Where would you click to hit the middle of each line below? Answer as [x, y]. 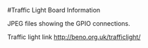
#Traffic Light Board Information [54, 10]
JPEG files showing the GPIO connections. [69, 23]
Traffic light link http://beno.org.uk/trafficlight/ [74, 37]
